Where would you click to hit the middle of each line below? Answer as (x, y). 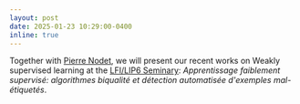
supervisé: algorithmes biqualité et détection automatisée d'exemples (140, 80)
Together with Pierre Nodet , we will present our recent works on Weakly (145, 61)
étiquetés (27, 90)
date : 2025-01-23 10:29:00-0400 (71, 26)
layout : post (34, 18)
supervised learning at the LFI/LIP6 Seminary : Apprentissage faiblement (145, 70)
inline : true (34, 35)
